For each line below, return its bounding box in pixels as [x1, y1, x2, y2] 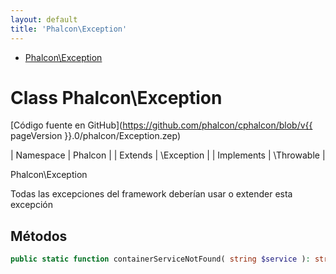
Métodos [10, 227, 68, 245]
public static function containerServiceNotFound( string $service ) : [10, 254, 311, 265]
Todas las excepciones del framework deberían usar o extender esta [10, 188, 293, 200]
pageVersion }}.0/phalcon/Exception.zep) [10, 130, 182, 142]
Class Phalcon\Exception [10, 86, 223, 109]
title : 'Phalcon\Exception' [10, 24, 128, 34]
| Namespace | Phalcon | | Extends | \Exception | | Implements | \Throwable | [10, 149, 326, 161]
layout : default [10, 14, 78, 25]
